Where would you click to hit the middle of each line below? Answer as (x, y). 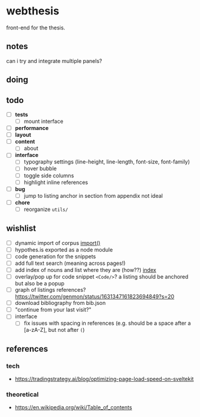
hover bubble (40, 168)
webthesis (33, 11)
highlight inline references (56, 182)
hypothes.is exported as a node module (64, 249)
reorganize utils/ (46, 209)
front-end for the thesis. (36, 28)
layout (23, 135)
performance (32, 128)
